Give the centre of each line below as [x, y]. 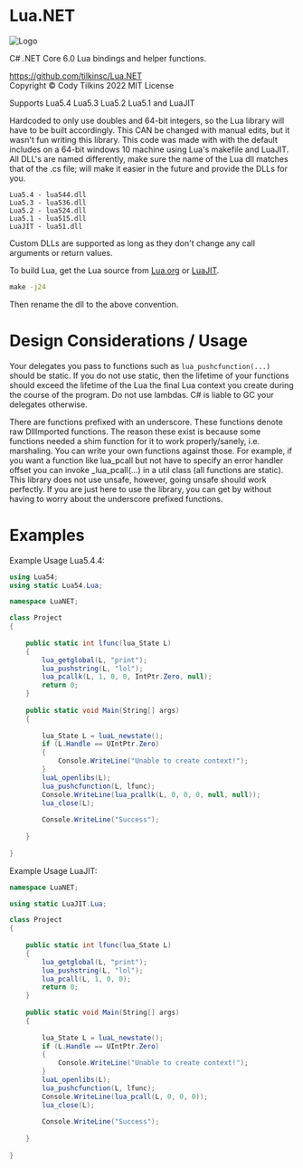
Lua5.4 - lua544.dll [48, 195]
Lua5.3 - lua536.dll [48, 203]
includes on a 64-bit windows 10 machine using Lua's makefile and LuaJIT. [149, 149]
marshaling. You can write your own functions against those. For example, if [151, 451]
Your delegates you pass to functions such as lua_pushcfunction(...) [140, 366]
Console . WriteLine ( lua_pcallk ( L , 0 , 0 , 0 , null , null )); [151, 794]
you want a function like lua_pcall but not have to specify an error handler [146, 460]
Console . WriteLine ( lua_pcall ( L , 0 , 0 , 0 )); [125, 1097]
